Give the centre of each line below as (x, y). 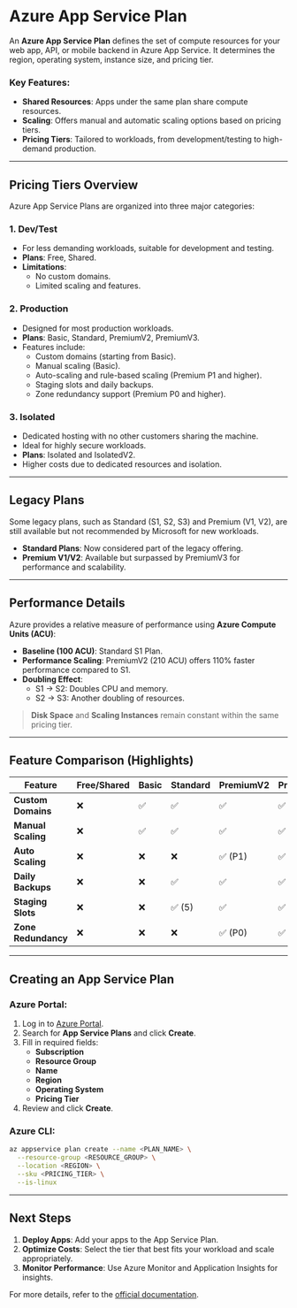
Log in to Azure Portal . (63, 1024)
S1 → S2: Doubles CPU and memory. (102, 688)
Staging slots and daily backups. (95, 384)
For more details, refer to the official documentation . (104, 1294)
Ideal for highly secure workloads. (84, 445)
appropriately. (47, 1258)
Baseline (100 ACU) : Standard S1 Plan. (92, 651)
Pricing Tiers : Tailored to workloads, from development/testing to (141, 140)
